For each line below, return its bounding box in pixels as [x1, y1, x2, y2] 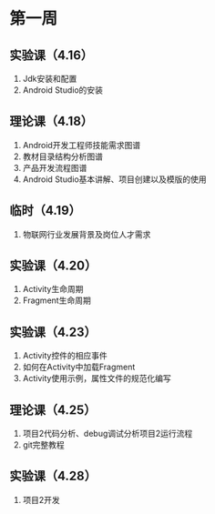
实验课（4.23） [9, 324, 97, 339]
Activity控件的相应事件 [22, 350, 107, 361]
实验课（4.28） [9, 469, 97, 484]
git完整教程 [22, 439, 66, 450]
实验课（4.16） [9, 47, 94, 63]
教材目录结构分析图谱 [22, 151, 103, 162]
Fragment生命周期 [22, 295, 91, 306]
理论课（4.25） [9, 402, 97, 418]
